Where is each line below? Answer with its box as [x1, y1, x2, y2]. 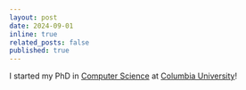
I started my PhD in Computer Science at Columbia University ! [9, 70, 238, 81]
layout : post [9, 12, 58, 22]
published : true [9, 46, 70, 55]
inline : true [9, 29, 58, 38]
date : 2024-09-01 [9, 21, 74, 30]
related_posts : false [9, 37, 90, 47]
